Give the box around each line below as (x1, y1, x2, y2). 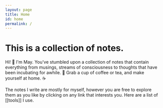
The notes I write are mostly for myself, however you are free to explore (5, 87, 152, 93)
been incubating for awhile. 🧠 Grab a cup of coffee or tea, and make (5, 70, 145, 76)
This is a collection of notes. (5, 43, 124, 54)
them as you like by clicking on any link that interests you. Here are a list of (5, 92, 158, 98)
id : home (5, 16, 23, 21)
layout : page (5, 7, 32, 12)
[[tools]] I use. (5, 98, 34, 104)
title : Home (5, 12, 30, 17)
